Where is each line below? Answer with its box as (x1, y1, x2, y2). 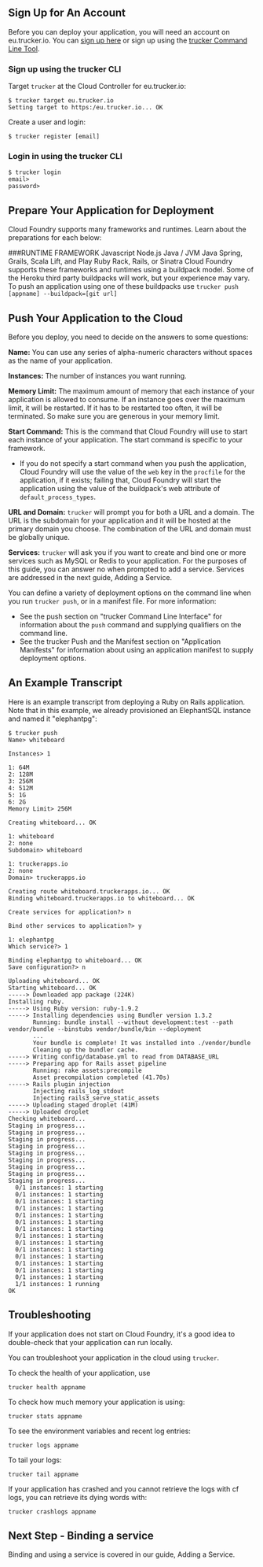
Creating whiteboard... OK (8, 819, 97, 826)
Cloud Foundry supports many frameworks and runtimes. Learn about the (8, 224, 247, 235)
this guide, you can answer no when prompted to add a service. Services (8, 564, 245, 574)
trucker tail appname (8, 1470, 79, 1478)
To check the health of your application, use (8, 1368, 151, 1377)
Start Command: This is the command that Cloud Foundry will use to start (8, 427, 248, 436)
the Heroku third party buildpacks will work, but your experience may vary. (8, 273, 250, 283)
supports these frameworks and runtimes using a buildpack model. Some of (8, 265, 254, 275)
